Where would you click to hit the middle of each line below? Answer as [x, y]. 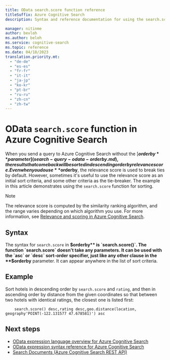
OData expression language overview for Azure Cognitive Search [80, 341]
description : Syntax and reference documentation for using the [74, 19]
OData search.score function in [71, 129]
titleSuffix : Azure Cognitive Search [45, 15]
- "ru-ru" [20, 94]
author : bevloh [21, 33]
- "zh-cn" [20, 99]
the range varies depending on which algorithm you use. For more [74, 211]
